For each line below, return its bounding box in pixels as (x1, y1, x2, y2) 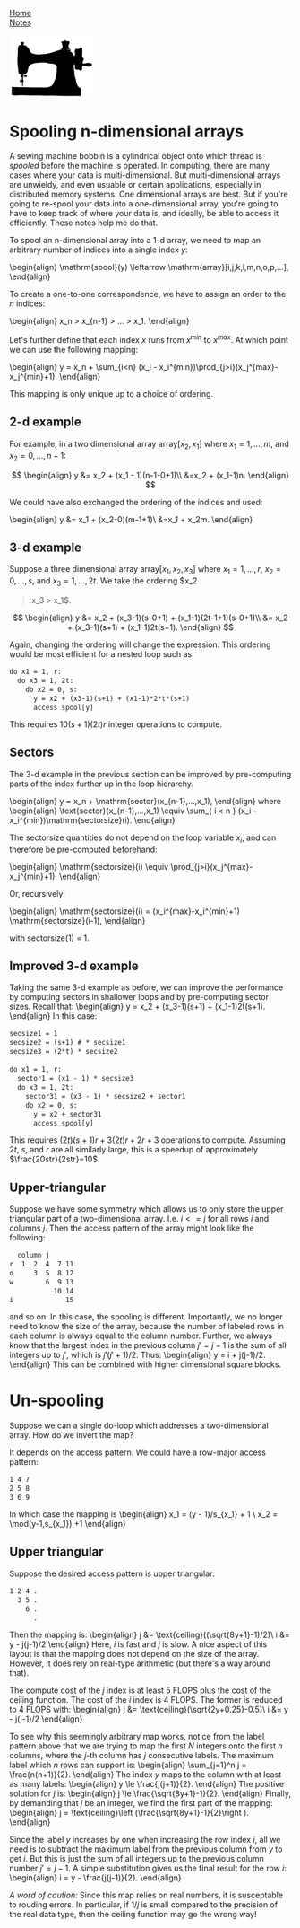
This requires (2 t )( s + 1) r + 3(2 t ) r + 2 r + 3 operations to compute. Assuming (9, 1135, 287, 1145)
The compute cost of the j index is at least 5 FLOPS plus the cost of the (9, 1685, 271, 1696)
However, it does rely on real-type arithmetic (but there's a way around (9, 1658, 271, 1669)
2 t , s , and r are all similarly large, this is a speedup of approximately (9, 1144, 258, 1155)
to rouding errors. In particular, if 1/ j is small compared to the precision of (9, 1898, 279, 1910)
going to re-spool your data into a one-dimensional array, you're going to (9, 198, 279, 209)
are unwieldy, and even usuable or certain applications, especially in (9, 180, 261, 190)
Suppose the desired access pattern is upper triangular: (9, 1568, 216, 1579)
